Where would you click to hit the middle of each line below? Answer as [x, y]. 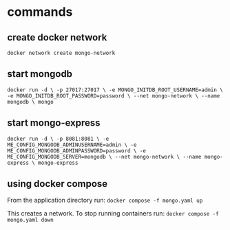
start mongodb [40, 74]
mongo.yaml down [30, 220]
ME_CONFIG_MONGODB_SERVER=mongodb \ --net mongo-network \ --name [104, 157]
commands [40, 12]
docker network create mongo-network [61, 53]
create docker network [57, 37]
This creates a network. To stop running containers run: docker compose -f [113, 214]
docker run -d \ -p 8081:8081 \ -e [58, 139]
